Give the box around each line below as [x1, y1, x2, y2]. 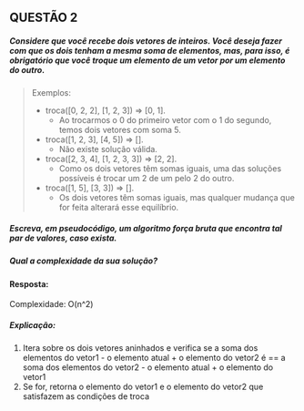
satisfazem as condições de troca [22, 391, 150, 402]
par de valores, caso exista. [9, 232, 117, 243]
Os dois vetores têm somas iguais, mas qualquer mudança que [58, 192, 296, 203]
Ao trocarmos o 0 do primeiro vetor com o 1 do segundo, [58, 115, 272, 126]
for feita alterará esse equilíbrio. [58, 202, 179, 213]
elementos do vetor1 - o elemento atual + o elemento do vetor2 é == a [22, 353, 286, 364]
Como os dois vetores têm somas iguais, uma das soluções [58, 163, 282, 174]
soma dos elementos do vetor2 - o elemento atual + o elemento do [22, 362, 274, 373]
